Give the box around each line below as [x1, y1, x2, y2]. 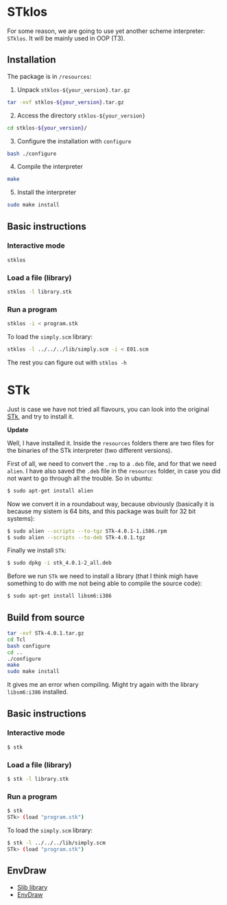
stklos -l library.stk [7, 288, 72, 295]
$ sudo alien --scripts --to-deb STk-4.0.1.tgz [7, 534, 146, 541]
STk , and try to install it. [7, 412, 74, 421]
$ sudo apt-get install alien [7, 487, 94, 494]
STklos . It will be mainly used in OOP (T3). [7, 34, 126, 42]
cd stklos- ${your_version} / [7, 124, 88, 131]
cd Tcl [7, 636, 26, 643]
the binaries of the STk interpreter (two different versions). [7, 446, 173, 454]
